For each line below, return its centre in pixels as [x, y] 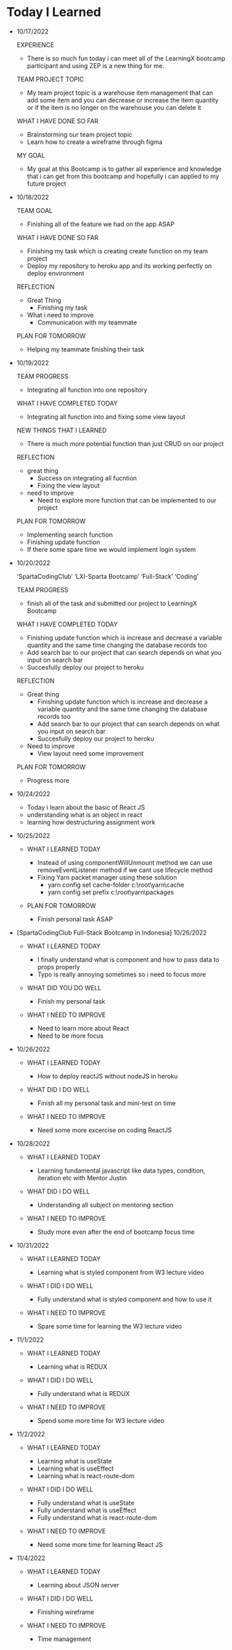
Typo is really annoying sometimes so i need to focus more [122, 974]
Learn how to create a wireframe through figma [94, 142]
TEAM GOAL [34, 210]
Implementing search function [70, 534]
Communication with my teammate [87, 322]
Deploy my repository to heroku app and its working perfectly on [119, 266]
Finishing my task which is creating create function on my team [117, 251]
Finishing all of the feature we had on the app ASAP [101, 224]
